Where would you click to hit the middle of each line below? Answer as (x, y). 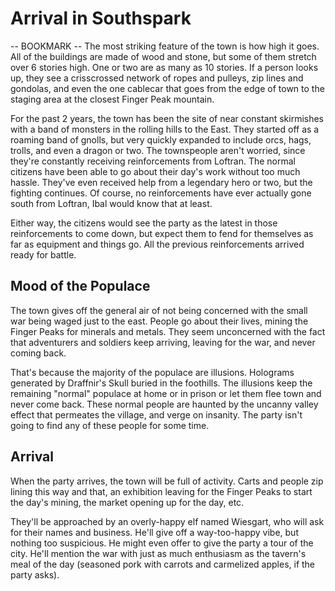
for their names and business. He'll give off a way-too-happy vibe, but (154, 532)
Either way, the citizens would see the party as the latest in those (144, 223)
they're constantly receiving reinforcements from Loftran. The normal (153, 161)
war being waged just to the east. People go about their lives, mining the (159, 321)
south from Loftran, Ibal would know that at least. (111, 203)
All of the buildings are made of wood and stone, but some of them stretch (163, 56)
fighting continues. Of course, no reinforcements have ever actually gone (161, 193)
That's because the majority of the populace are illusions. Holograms (152, 372)
